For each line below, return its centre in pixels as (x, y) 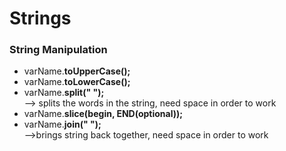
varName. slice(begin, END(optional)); (103, 114)
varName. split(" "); (64, 93)
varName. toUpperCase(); (77, 71)
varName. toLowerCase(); (77, 82)
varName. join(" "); (62, 124)
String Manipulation (58, 50)
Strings (40, 18)
